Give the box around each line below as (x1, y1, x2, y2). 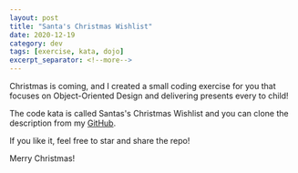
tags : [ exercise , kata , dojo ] (9, 47, 125, 56)
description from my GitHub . (9, 117, 117, 128)
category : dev (9, 38, 64, 48)
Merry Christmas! (9, 153, 76, 164)
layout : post (9, 13, 59, 23)
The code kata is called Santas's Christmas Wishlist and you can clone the (9, 108, 289, 118)
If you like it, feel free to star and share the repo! (9, 136, 190, 146)
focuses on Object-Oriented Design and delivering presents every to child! (9, 90, 289, 101)
